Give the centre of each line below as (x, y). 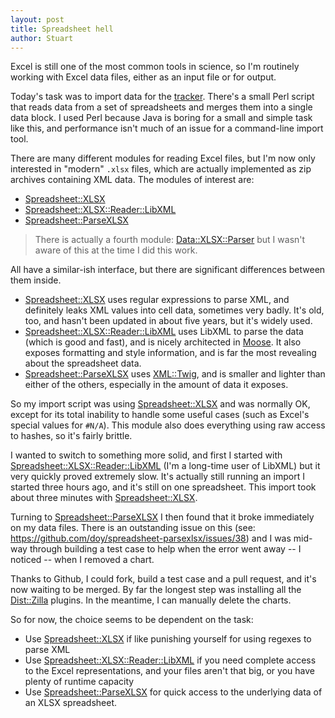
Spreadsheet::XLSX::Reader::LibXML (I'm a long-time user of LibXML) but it (165, 466)
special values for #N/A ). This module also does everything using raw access (168, 425)
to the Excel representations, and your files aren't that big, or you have (169, 671)
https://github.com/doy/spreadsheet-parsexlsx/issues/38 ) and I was (151, 538)
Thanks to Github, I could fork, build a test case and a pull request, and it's (163, 579)
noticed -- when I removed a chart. (82, 560)
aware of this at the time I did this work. (116, 250)
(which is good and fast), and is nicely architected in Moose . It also (163, 342)
